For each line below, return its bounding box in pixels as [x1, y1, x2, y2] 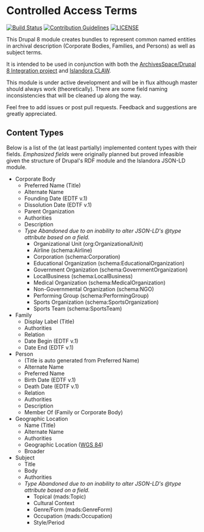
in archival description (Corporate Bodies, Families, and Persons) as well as [6, 42, 195, 49]
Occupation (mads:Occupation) [33, 512, 113, 519]
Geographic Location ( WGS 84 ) [24, 440, 104, 448]
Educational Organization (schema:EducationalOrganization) [33, 259, 185, 267]
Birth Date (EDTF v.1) [24, 376, 76, 383]
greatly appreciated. [6, 110, 57, 117]
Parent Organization [24, 207, 75, 215]
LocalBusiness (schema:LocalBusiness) [33, 272, 133, 279]
